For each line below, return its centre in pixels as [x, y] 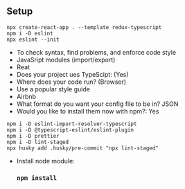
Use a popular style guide [53, 89]
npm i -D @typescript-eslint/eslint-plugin [70, 130]
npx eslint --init [33, 39]
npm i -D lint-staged [38, 142]
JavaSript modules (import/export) [66, 60]
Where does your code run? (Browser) [71, 82]
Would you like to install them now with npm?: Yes [88, 111]
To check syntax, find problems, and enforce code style [96, 52]
